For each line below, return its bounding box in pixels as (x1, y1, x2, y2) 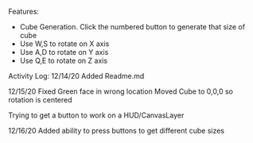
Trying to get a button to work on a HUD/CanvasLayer (8, 110, 185, 120)
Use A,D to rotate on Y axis (19, 48, 109, 56)
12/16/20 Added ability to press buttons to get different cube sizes (8, 126, 225, 135)
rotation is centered (8, 95, 73, 104)
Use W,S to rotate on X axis (19, 39, 110, 48)
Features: (8, 7, 40, 16)
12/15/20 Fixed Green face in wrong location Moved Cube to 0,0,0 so (8, 87, 233, 96)
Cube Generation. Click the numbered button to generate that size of (19, 22, 245, 31)
